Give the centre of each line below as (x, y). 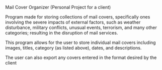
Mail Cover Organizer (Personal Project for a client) (58, 7)
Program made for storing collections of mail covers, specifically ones (78, 17)
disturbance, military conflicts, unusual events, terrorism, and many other (81, 27)
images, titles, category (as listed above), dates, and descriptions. (73, 48)
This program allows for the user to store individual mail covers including (80, 42)
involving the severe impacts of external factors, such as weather (73, 22)
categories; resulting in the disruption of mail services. (62, 33)
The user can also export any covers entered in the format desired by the (81, 57)
